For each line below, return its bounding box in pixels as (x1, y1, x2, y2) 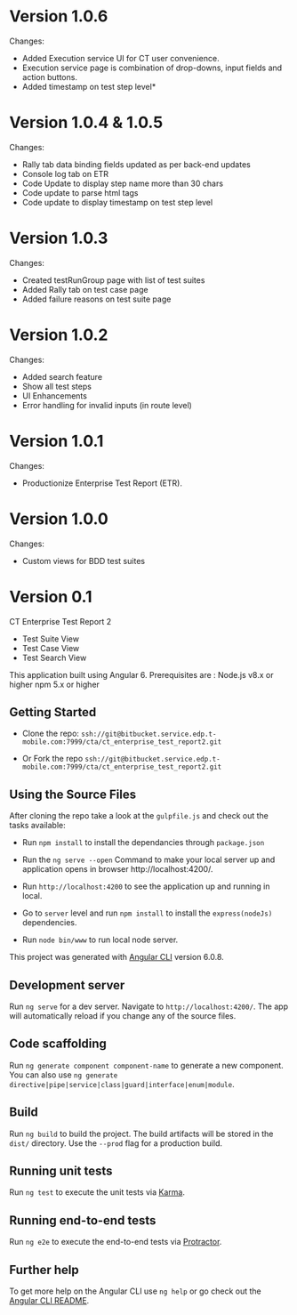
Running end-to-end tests (9, 1213, 157, 1228)
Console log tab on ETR (21, 168, 109, 179)
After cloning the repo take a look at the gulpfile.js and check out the (9, 811, 269, 821)
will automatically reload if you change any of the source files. (9, 1011, 237, 1021)
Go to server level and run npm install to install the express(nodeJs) (21, 908, 273, 918)
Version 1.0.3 (9, 229, 108, 248)
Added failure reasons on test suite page (21, 294, 172, 304)
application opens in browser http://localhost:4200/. (21, 864, 213, 875)
